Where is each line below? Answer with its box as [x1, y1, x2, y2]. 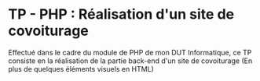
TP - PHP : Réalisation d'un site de [8, 5, 234, 23]
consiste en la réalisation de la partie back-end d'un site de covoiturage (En [8, 56, 253, 65]
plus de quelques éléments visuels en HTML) [8, 64, 155, 73]
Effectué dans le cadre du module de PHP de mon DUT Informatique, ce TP [8, 48, 252, 57]
